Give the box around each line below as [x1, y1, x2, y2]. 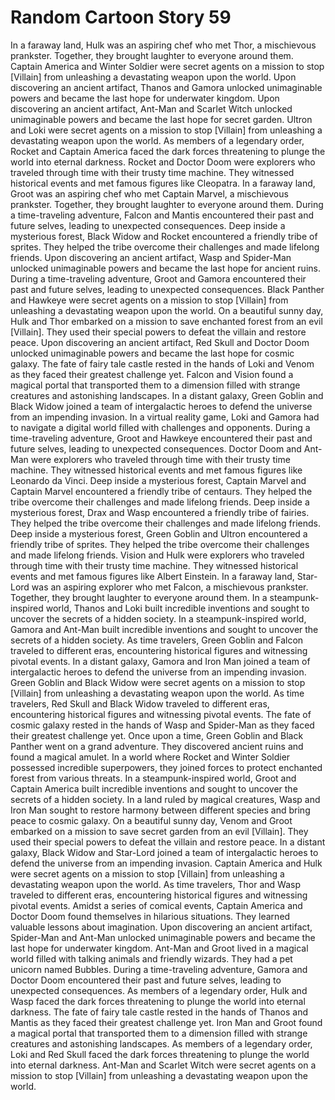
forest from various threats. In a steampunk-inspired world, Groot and [10, 772, 297, 784]
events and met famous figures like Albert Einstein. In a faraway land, [10, 570, 295, 582]
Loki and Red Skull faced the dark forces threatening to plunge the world [10, 1048, 310, 1060]
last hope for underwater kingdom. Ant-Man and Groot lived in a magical [10, 942, 309, 954]
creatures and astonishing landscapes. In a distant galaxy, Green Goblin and [10, 389, 324, 401]
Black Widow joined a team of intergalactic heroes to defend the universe [10, 400, 313, 412]
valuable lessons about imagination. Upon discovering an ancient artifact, [10, 921, 313, 933]
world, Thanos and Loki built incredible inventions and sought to [45, 602, 310, 614]
